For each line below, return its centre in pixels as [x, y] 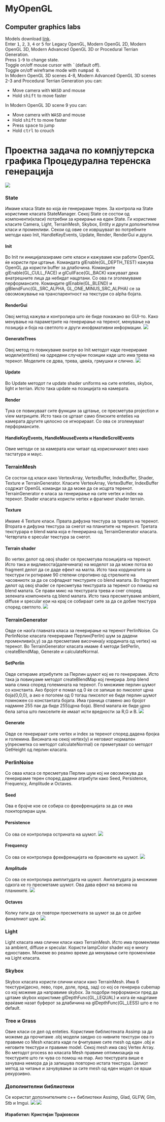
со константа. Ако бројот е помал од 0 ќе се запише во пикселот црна [79, 690]
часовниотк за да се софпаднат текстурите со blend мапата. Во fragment [82, 580]
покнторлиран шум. [26, 811]
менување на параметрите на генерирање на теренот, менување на [78, 322]
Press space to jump [33, 125]
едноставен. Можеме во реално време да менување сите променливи [80, 953]
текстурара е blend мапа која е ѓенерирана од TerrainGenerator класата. [82, 531]
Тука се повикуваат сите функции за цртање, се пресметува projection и [82, 411]
